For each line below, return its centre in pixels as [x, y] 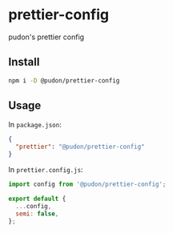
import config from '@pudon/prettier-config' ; [87, 185]
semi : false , [37, 214]
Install [24, 62]
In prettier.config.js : [46, 170]
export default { [37, 199]
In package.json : [35, 125]
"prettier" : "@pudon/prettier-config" [80, 147]
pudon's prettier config [46, 37]
